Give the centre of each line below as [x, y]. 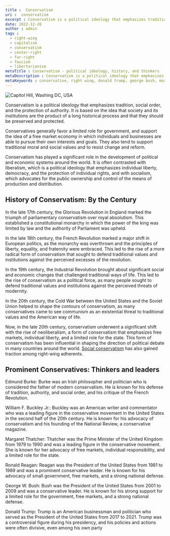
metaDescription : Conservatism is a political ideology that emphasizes [85, 76]
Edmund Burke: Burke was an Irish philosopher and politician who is [76, 382]
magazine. [16, 430]
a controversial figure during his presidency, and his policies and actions [81, 522]
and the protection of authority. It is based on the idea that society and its [82, 110]
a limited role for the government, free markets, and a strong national [77, 496]
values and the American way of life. [43, 317]
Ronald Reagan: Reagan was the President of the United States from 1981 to [84, 465]
